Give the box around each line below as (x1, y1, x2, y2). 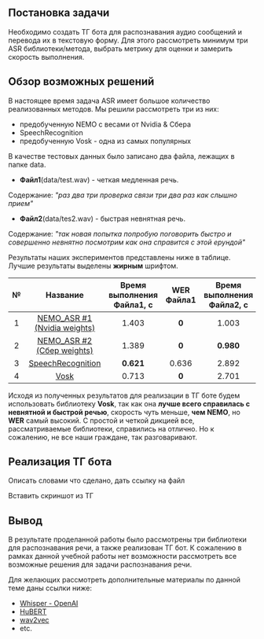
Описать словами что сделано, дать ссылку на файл (8, 476, 185, 486)
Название (46, 289, 84, 300)
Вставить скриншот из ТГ (8, 491, 94, 501)
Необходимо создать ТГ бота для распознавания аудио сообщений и (8, 27, 242, 36)
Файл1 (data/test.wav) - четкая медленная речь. (19, 174, 179, 184)
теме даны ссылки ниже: (8, 583, 93, 593)
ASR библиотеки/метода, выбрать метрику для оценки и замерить (8, 43, 233, 53)
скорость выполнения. (8, 52, 85, 61)
